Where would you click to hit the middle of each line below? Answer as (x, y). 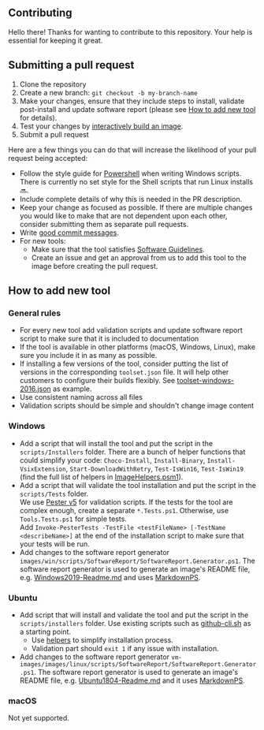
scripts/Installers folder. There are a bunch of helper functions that (132, 452)
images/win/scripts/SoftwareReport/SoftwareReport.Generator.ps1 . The (138, 561)
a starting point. (45, 631)
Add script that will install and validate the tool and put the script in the (134, 615)
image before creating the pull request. (95, 266)
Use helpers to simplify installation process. (102, 640)
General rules (35, 313)
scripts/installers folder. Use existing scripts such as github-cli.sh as (135, 623)
